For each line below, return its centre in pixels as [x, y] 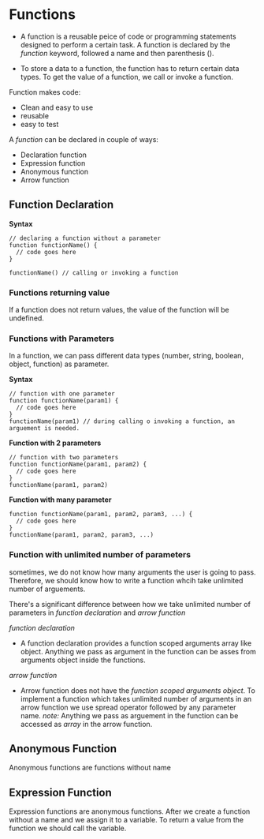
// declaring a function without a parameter [85, 238]
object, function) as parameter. [59, 364]
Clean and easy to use [57, 107]
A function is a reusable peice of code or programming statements [128, 36]
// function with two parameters [64, 458]
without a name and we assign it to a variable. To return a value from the [126, 820]
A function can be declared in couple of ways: [84, 139]
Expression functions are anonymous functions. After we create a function [130, 811]
